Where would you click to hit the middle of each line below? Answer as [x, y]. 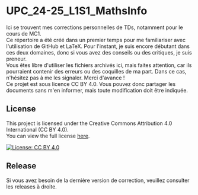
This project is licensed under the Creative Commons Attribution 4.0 [89, 123]
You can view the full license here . [48, 136]
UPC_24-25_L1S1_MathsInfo [77, 11]
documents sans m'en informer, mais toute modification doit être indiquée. [97, 90]
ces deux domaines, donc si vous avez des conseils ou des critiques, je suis [99, 52]
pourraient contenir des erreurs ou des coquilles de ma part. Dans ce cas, [96, 71]
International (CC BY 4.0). [38, 129]
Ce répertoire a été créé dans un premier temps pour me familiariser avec [96, 40]
